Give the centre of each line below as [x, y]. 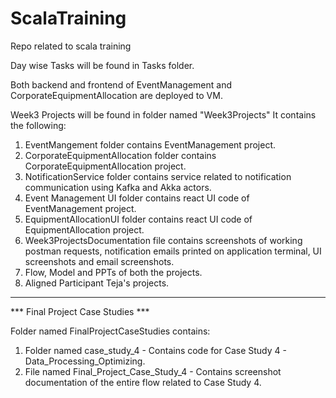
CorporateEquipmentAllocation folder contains [120, 155]
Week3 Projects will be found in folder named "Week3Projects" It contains [163, 114]
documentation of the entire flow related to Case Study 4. [143, 382]
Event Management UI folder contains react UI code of [137, 198]
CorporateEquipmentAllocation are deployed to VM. [116, 95]
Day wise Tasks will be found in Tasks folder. [102, 65]
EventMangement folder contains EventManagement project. [150, 144]
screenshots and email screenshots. [99, 261]
